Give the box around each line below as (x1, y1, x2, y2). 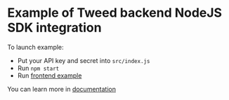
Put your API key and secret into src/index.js (17, 56, 150, 64)
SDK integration (7, 20, 102, 36)
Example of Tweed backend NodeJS (7, 5, 223, 21)
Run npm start (17, 64, 60, 72)
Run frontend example (17, 71, 82, 80)
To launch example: (7, 43, 65, 51)
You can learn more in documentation (7, 85, 116, 93)
